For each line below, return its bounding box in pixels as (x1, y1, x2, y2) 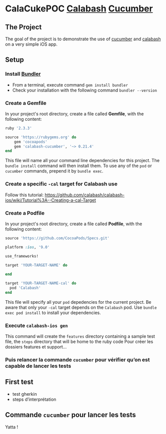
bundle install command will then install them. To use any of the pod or (5, 163, 152, 169)
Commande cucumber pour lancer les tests (5, 411, 136, 419)
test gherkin (12, 391, 37, 397)
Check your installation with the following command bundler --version (12, 87, 157, 93)
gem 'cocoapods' (14, 139, 48, 144)
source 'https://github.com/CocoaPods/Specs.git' (5, 236, 110, 241)
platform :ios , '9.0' (5, 245, 50, 250)
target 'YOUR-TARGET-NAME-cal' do (5, 281, 77, 286)
